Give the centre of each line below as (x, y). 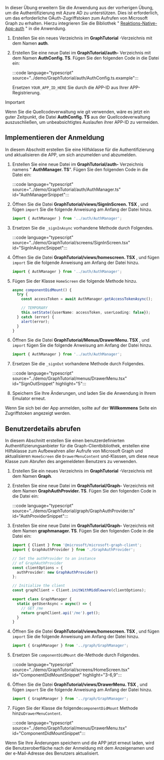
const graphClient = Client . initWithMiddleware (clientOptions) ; (79, 590)
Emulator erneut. (29, 399)
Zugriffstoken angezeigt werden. (38, 413)
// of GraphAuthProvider (37, 563)
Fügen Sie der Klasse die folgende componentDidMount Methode (75, 708)
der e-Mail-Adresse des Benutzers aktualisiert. (52, 753)
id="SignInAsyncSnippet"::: (40, 248)
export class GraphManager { (42, 599)
